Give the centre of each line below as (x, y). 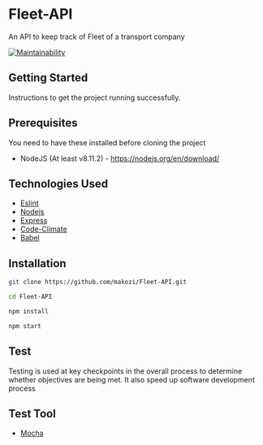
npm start (25, 326)
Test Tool (32, 414)
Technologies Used (58, 184)
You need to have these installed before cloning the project (107, 142)
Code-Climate (43, 229)
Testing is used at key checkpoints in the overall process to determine (125, 371)
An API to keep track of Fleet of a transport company (97, 37)
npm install (28, 311)
